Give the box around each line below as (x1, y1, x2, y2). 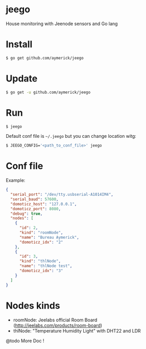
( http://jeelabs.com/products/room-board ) (13, 322, 103, 329)
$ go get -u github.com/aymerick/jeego (6, 90, 91, 95)
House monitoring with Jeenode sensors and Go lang (6, 20, 118, 27)
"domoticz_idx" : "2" (19, 239, 63, 244)
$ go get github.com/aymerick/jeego (6, 55, 84, 60)
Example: (6, 177, 26, 183)
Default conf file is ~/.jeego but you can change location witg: (6, 133, 137, 139)
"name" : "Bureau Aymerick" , (19, 235, 80, 240)
